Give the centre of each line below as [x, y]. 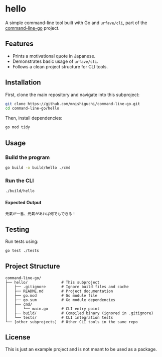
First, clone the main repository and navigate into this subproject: [72, 95]
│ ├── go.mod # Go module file [51, 295]
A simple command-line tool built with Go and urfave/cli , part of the [76, 23]
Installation [23, 83]
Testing [17, 229]
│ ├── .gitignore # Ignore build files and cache [67, 287]
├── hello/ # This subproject [52, 282]
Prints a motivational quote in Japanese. [54, 56]
